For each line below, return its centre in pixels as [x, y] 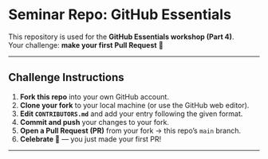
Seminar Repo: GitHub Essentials [120, 15]
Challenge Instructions [67, 78]
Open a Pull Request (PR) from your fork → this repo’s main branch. [130, 130]
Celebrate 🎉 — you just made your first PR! [91, 139]
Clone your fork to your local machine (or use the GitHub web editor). [134, 105]
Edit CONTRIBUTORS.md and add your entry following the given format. [131, 114]
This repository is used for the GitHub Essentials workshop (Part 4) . [121, 37]
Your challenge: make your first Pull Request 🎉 [86, 45]
